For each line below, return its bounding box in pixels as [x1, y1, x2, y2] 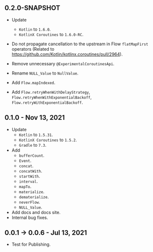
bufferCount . [19, 152, 45, 158]
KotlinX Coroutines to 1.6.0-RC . [19, 31, 84, 37]
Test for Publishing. [11, 241, 51, 248]
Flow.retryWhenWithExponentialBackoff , [11, 94, 92, 100]
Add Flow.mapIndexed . [11, 79, 56, 85]
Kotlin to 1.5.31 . [19, 132, 53, 137]
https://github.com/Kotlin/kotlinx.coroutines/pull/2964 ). [11, 51, 123, 57]
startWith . [19, 173, 40, 179]
